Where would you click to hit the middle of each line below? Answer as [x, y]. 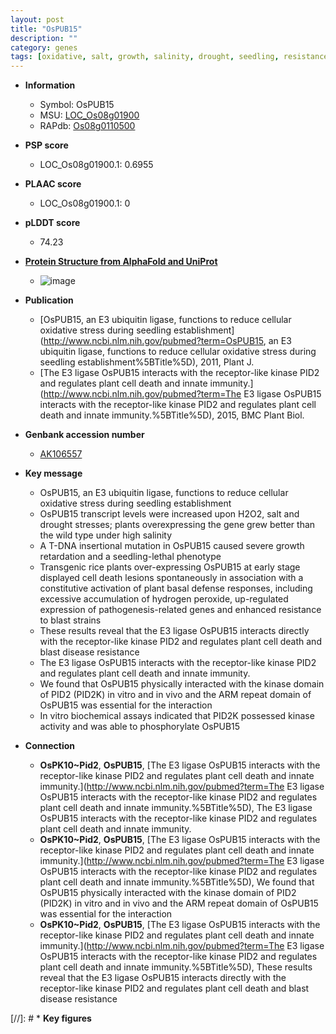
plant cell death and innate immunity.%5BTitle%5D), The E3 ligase [176, 808]
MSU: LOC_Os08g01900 [89, 115]
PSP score [46, 145]
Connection [49, 746]
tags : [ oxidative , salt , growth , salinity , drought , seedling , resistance [169, 57]
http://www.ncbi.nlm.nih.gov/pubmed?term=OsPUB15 [153, 341]
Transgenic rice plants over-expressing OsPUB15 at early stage [170, 567]
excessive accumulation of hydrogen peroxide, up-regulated [164, 599]
